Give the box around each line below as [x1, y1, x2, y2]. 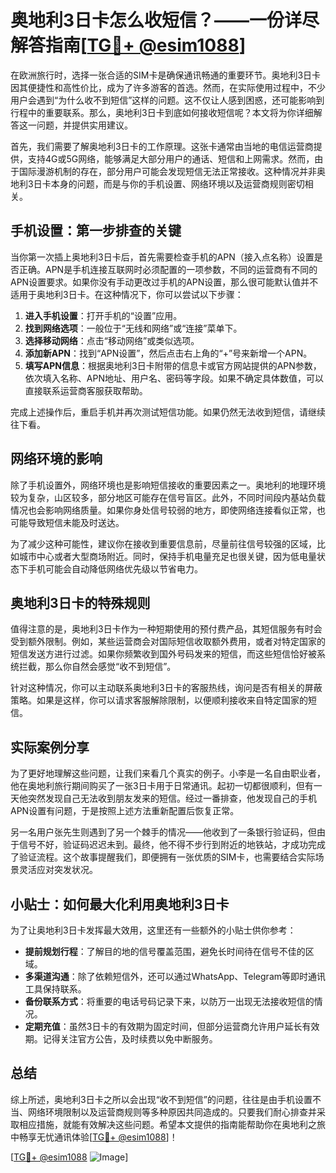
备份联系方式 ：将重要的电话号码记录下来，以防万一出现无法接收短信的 [24, 996, 315, 1007]
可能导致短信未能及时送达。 [10, 516, 125, 528]
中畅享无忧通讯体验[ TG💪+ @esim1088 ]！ [10, 1131, 178, 1143]
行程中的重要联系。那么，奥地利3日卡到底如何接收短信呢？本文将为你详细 [10, 106, 314, 118]
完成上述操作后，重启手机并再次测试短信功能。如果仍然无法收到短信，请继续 [10, 406, 326, 418]
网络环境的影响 [10, 451, 103, 468]
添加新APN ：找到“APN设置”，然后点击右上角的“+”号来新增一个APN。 [24, 347, 313, 359]
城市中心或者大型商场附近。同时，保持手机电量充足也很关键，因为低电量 [18, 550, 317, 562]
